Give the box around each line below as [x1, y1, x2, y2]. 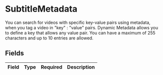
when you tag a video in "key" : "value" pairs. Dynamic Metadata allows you [5, 24, 158, 30]
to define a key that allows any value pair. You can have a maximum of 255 [5, 30, 156, 36]
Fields [5, 49, 24, 57]
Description [67, 63, 95, 70]
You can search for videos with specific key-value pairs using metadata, [5, 19, 151, 25]
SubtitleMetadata [5, 3, 77, 15]
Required [41, 63, 63, 70]
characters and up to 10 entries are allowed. [5, 35, 94, 41]
